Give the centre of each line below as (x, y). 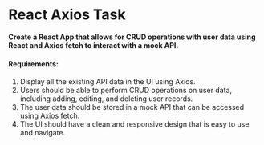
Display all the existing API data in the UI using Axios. (108, 82)
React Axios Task (67, 15)
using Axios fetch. (50, 116)
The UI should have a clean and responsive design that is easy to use (134, 124)
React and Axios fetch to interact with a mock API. (93, 45)
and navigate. (43, 133)
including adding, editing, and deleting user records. (106, 99)
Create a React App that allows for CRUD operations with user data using (132, 37)
